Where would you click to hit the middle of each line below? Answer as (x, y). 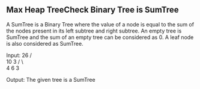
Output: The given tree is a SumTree (51, 79)
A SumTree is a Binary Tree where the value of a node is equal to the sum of (100, 24)
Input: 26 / (19, 55)
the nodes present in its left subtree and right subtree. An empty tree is (94, 31)
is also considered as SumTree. (45, 43)
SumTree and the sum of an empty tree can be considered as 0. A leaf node (100, 37)
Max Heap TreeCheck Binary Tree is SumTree (92, 10)
